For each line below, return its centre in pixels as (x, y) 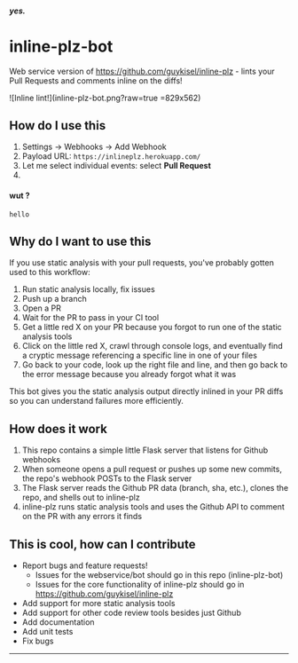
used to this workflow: (50, 272)
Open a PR (42, 308)
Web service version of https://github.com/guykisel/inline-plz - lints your (142, 71)
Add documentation (58, 622)
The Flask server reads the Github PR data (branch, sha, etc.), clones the (155, 488)
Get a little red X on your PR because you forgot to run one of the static (152, 328)
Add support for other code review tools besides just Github (131, 612)
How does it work (59, 429)
